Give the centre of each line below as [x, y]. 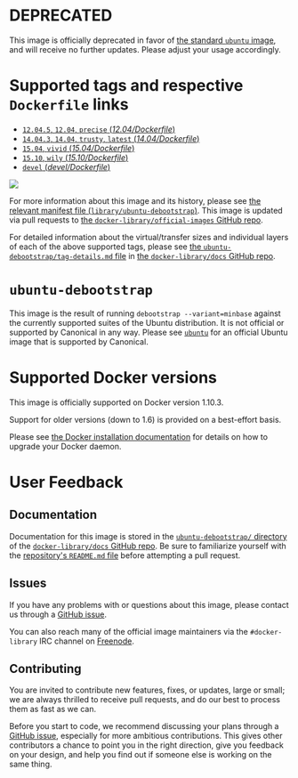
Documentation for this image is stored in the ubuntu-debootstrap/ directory [148, 536]
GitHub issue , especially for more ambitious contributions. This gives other [146, 736]
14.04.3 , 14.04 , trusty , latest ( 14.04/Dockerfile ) [111, 138]
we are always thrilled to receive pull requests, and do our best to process [145, 700]
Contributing [45, 669]
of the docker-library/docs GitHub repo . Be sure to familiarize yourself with [148, 546]
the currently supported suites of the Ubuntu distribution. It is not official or [147, 322]
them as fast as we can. [52, 709]
